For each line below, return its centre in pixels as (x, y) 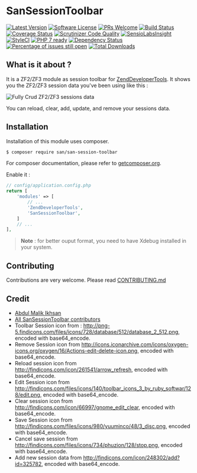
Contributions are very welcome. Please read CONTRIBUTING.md (86, 280)
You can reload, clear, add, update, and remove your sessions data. (88, 108)
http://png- (97, 325)
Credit (18, 299)
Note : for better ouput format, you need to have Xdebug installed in (103, 241)
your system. (36, 247)
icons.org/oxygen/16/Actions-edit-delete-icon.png (76, 350)
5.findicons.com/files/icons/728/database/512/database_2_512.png (96, 332)
